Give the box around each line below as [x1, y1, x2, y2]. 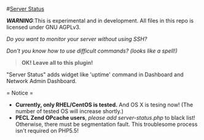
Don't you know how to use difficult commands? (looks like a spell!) [6, 47, 178, 54]
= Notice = [6, 89, 34, 97]
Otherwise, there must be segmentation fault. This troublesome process [15, 120, 198, 128]
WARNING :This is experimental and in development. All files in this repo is [6, 17, 194, 24]
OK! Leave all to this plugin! [21, 59, 93, 66]
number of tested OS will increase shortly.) [15, 108, 124, 115]
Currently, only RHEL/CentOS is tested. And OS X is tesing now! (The [15, 101, 194, 108]
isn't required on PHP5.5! [15, 127, 79, 134]
